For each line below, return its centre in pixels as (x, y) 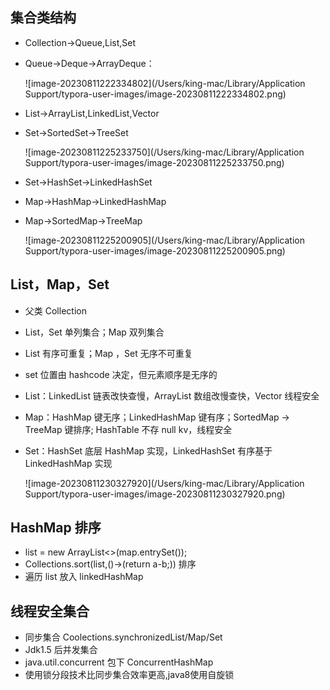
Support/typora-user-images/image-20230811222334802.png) (155, 94)
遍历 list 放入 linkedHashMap (84, 577)
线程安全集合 (50, 611)
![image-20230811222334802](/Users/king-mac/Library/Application (165, 83)
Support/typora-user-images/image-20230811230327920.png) (155, 494)
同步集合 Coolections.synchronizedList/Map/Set (123, 637)
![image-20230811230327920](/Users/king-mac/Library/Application (164, 483)
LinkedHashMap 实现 (68, 463)
